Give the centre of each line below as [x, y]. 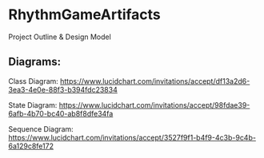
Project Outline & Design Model [60, 37]
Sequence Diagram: [41, 128]
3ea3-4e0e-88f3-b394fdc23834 [63, 89]
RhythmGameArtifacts [85, 15]
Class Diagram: [33, 81]
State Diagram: [33, 105]
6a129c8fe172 [31, 146]
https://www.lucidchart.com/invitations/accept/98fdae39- [154, 105]
